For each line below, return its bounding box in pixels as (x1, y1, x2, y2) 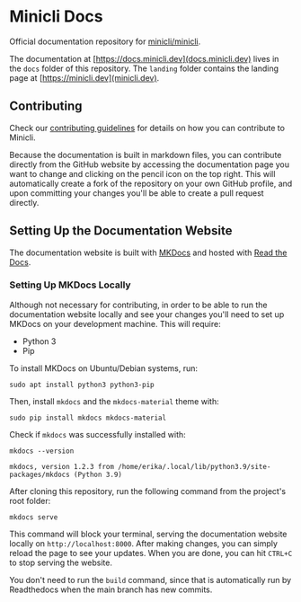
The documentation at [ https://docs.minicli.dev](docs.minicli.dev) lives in (9, 53, 279, 64)
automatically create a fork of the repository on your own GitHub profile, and (9, 178, 293, 189)
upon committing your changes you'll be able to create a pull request (9, 187, 264, 199)
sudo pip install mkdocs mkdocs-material (9, 413, 167, 422)
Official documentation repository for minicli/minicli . (9, 36, 201, 47)
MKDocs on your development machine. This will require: (9, 318, 222, 329)
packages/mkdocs (9, 470, 70, 479)
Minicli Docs (9, 6, 103, 27)
